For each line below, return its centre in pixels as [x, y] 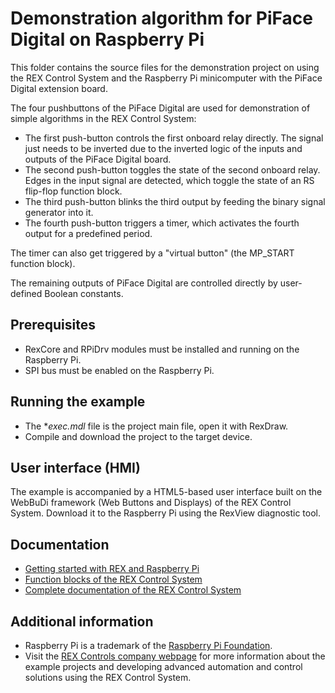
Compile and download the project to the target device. [138, 436]
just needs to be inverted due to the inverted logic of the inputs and [163, 148]
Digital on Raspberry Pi [107, 39]
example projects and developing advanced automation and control [163, 666]
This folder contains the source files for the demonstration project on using [165, 67]
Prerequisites [53, 325]
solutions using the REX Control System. [108, 677]
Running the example [78, 402]
